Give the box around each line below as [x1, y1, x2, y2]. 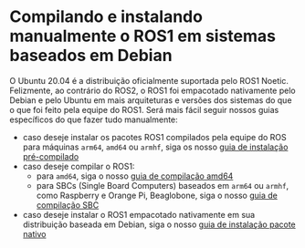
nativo [22, 228, 47, 239]
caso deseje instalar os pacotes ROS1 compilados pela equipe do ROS [22, 131, 288, 142]
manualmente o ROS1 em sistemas [9, 26, 277, 46]
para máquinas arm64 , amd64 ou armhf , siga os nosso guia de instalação [22, 141, 289, 152]
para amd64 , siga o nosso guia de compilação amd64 [36, 170, 234, 181]
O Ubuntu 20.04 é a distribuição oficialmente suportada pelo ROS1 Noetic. [9, 75, 289, 86]
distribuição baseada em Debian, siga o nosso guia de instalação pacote [22, 219, 296, 230]
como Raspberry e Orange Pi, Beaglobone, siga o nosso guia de [36, 190, 279, 201]
